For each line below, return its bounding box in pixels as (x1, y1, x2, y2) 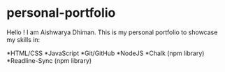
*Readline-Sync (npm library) (6, 56, 92, 64)
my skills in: (6, 35, 41, 43)
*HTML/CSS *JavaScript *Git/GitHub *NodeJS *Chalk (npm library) (6, 49, 205, 57)
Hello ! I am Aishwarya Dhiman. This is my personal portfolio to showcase (6, 28, 218, 36)
